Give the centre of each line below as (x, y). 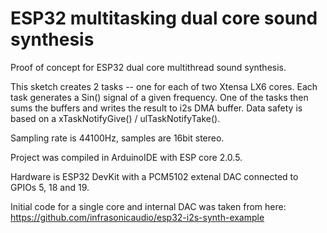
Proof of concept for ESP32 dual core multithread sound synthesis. (148, 67)
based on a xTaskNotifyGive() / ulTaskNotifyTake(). (115, 118)
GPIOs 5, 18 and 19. (50, 187)
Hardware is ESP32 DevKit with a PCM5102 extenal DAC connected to (154, 176)
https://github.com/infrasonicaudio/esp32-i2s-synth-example (137, 217)
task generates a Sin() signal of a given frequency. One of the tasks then (159, 97)
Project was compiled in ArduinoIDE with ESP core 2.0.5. (126, 157)
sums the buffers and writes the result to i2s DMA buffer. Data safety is (156, 108)
